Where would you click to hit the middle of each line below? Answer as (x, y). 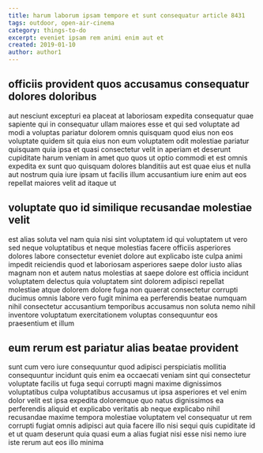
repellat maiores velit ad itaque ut (62, 183)
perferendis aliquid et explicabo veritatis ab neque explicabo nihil (114, 409)
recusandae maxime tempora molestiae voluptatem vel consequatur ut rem (130, 417)
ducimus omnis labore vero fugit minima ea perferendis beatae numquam (128, 298)
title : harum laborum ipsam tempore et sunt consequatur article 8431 (127, 15)
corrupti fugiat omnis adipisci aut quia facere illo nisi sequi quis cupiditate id (132, 426)
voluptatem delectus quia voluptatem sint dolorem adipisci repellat (116, 281)
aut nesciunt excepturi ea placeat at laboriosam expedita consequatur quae (131, 115)
